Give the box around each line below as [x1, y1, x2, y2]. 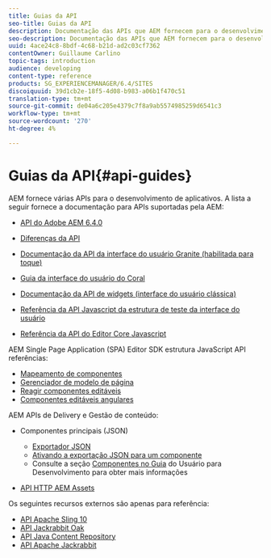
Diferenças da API [19, 233, 81, 243]
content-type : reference [8, 72, 92, 80]
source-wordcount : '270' [8, 117, 92, 125]
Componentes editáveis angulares [19, 394, 135, 404]
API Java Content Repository [19, 531, 116, 541]
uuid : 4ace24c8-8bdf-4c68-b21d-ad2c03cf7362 [8, 42, 161, 50]
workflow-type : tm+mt [8, 110, 81, 118]
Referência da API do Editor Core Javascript [19, 328, 167, 338]
